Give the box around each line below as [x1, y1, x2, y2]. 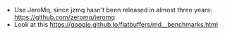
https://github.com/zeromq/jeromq [13, 13, 115, 21]
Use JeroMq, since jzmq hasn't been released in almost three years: [13, 6, 212, 14]
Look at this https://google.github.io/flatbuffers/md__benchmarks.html [13, 21, 219, 28]
